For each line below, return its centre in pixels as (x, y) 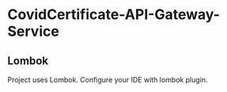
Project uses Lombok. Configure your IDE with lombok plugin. (108, 80)
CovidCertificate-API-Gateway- (114, 15)
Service (34, 31)
